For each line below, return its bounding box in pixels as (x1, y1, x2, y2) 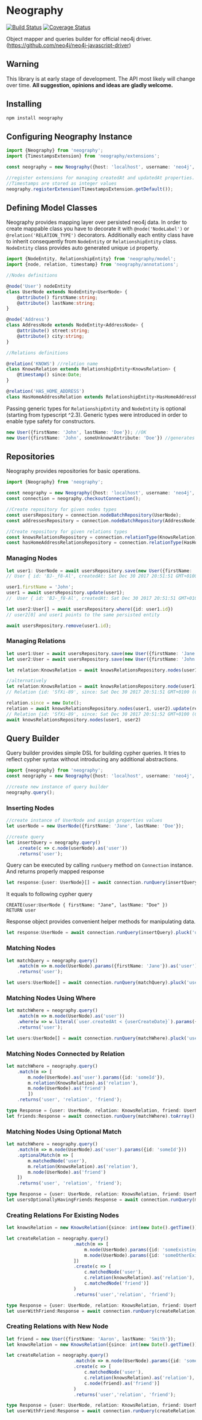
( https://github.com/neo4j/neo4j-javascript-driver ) (6, 42, 131, 49)
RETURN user (6, 908, 36, 914)
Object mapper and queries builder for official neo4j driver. (6, 35, 152, 42)
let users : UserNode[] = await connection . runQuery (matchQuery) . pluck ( (6, 980, 187, 986)
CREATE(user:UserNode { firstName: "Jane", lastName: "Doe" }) (6, 902, 168, 908)
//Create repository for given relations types (6, 528, 128, 535)
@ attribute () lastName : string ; (17, 300, 96, 306)
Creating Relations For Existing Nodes (6, 1211, 119, 1219)
